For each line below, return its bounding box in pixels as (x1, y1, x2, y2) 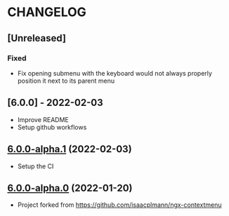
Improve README (17, 115, 69, 123)
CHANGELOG (7, 4, 86, 20)
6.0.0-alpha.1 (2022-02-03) (7, 143, 132, 155)
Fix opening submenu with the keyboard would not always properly (17, 69, 213, 77)
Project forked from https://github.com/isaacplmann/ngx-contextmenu (17, 201, 222, 209)
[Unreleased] (7, 32, 67, 44)
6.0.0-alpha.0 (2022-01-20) (7, 182, 133, 194)
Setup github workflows (17, 123, 87, 131)
